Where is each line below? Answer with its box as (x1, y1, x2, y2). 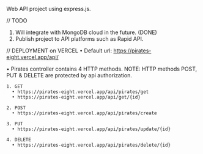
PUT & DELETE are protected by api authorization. (6, 72, 133, 79)
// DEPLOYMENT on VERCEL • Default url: (6, 47, 112, 54)
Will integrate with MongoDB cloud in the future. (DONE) (15, 29, 157, 36)
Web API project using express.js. (6, 5, 91, 12)
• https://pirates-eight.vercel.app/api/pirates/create (12, 110, 157, 116)
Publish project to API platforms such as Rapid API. (15, 35, 144, 42)
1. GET (6, 83, 23, 89)
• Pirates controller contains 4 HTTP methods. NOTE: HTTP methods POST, (6, 65, 197, 72)
